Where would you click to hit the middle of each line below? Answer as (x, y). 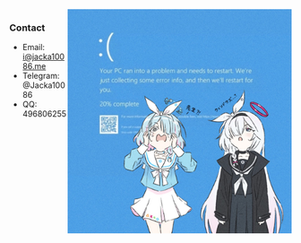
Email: (34, 48)
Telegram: (41, 76)
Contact (27, 28)
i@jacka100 (43, 56)
